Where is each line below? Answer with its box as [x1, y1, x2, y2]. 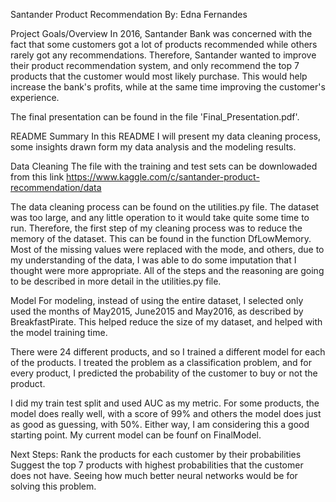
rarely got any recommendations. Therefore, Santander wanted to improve [10, 49, 317, 61]
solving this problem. [10, 480, 97, 492]
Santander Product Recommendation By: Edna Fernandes [10, 9, 248, 20]
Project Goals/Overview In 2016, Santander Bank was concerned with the [10, 28, 313, 39]
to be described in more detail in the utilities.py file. [10, 275, 222, 287]
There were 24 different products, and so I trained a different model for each [10, 346, 326, 358]
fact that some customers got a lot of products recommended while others [10, 39, 318, 50]
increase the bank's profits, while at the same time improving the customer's [10, 81, 326, 93]
